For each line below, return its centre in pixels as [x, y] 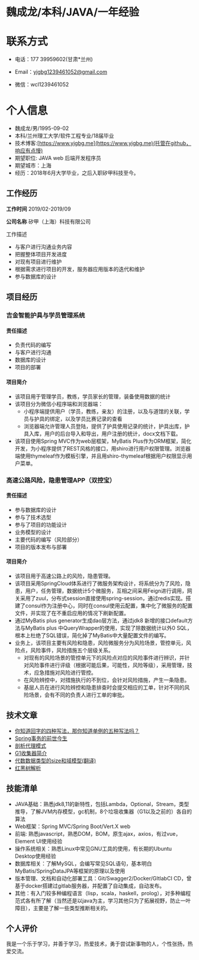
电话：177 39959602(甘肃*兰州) [54, 59]
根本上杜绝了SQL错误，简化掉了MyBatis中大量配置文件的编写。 [92, 635]
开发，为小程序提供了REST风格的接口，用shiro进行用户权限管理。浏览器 [102, 448]
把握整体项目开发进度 [41, 254]
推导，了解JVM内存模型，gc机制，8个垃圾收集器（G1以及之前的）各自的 [103, 811]
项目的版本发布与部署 [41, 547]
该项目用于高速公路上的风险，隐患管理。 [64, 576]
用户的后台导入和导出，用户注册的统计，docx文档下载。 [113, 433]
